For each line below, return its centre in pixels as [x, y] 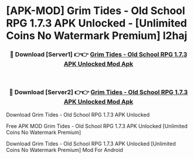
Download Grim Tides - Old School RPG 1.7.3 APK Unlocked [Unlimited [91, 143]
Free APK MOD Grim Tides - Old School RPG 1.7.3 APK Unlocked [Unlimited [97, 126]
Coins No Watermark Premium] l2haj [97, 36]
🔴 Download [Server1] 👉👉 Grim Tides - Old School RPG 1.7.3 [98, 55]
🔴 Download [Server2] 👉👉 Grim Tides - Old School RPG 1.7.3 [98, 92]
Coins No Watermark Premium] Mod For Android [64, 150]
